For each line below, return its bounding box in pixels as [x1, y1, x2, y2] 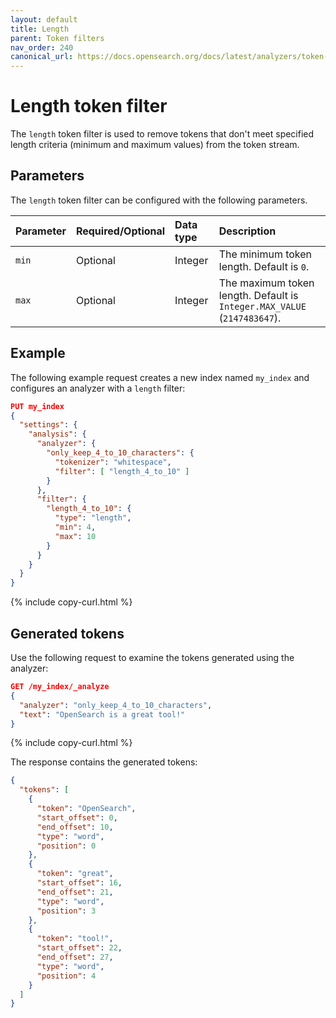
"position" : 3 [36, 906, 97, 916]
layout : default [10, 14, 78, 25]
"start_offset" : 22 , [36, 943, 123, 953]
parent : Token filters [10, 33, 105, 43]
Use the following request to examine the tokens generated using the [10, 652, 295, 663]
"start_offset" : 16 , [36, 878, 123, 888]
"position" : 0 [36, 841, 97, 851]
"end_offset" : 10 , [36, 822, 114, 832]
